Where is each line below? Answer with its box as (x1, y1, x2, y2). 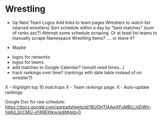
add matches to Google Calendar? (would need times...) (12, 64, 124, 70)
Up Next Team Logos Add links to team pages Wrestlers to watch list (12, 20, 150, 25)
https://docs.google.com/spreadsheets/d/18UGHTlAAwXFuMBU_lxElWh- (5, 104, 151, 110)
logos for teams (12, 59, 44, 65)
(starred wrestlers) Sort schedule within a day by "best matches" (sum (12, 24, 154, 30)
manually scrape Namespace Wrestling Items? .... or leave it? (12, 35, 135, 41)
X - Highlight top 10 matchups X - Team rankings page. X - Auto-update (5, 84, 150, 90)
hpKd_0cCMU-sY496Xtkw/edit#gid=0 (5, 109, 81, 115)
